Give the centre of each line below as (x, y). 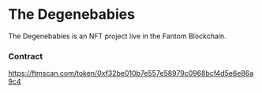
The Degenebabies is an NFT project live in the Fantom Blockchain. (117, 36)
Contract (26, 56)
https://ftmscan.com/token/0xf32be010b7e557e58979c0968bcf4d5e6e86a (131, 73)
